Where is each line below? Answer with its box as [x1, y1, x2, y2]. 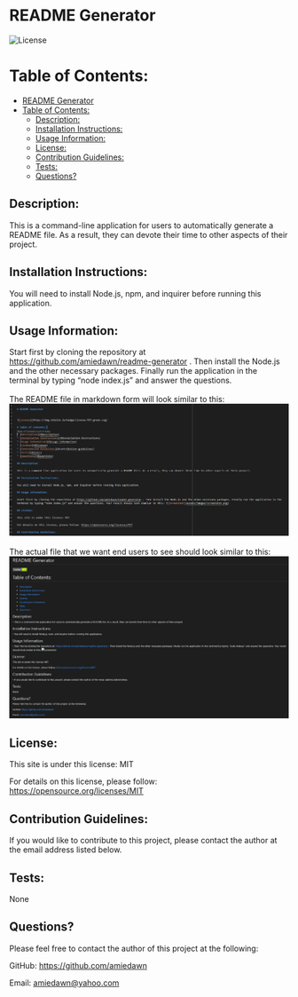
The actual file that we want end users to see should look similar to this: [9, 547, 271, 558]
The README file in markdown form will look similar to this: [9, 394, 225, 405]
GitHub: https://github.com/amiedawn [9, 960, 148, 970]
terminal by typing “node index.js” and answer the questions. [9, 375, 232, 386]
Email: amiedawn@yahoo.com [9, 977, 120, 988]
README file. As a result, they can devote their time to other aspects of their [9, 229, 288, 240]
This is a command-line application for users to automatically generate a [9, 219, 274, 231]
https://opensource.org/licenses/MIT [9, 786, 144, 796]
